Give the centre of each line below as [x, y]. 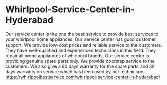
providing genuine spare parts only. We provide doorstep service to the [80, 61]
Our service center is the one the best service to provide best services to [82, 34]
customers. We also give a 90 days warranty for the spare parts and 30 [80, 66]
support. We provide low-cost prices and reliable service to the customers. [84, 45]
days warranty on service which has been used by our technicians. [76, 71]
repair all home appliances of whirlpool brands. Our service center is [77, 55]
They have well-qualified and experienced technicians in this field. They [81, 50]
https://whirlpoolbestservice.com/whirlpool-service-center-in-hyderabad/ [83, 77]
